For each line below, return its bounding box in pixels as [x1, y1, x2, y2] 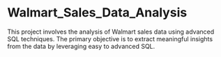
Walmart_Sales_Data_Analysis [7, 5, 188, 21]
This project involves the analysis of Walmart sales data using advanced [7, 27, 215, 36]
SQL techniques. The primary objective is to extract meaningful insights [7, 34, 213, 43]
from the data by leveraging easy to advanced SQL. [7, 42, 155, 50]
